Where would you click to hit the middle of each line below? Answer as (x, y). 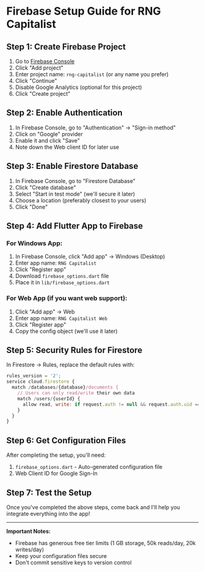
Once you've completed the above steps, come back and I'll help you (93, 507)
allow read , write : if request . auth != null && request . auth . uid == (111, 404)
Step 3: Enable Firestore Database (72, 166)
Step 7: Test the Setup (49, 492)
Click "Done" (31, 207)
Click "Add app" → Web (45, 312)
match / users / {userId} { (49, 399)
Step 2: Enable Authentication (65, 113)
